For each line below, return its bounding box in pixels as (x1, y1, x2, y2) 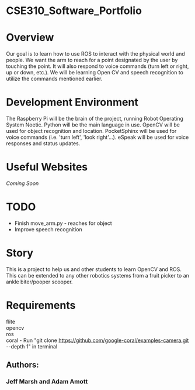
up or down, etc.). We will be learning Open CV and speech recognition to (6, 69, 184, 76)
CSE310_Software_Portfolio (6, 4, 142, 18)
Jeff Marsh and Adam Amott (6, 378, 88, 386)
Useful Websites (6, 160, 88, 174)
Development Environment (6, 95, 138, 109)
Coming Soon (6, 180, 39, 187)
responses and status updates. (6, 140, 81, 147)
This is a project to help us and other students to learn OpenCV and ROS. (6, 265, 182, 273)
